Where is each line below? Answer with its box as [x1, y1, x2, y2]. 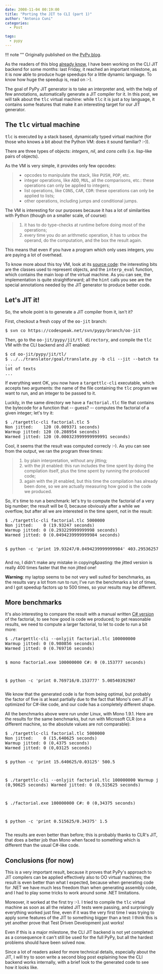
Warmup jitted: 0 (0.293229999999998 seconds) [5, 527, 118, 533]
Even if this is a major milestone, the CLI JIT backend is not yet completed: [5, 929, 154, 935]
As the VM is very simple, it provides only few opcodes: [5, 163, 116, 168]
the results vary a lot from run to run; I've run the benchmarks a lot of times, [5, 579, 157, 585]
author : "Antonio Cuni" [5, 16, 53, 21]
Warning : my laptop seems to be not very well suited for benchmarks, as [5, 574, 151, 580]
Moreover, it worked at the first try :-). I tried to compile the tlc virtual [5, 899, 146, 905]
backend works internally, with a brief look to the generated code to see [5, 959, 149, 965]
